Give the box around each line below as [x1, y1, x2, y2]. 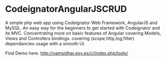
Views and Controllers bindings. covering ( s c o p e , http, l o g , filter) [5, 35, 135, 41]
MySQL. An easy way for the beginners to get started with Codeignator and [5, 25, 161, 30]
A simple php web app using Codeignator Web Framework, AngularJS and [5, 20, 158, 26]
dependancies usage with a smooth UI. [5, 40, 86, 46]
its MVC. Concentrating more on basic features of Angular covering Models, [5, 30, 161, 36]
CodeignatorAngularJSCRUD [5, 3, 127, 15]
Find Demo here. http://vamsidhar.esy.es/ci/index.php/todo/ [5, 50, 128, 56]
